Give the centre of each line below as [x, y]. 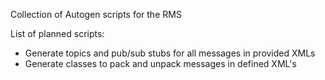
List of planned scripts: [57, 33]
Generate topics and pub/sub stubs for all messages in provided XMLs [170, 53]
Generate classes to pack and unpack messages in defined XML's [160, 63]
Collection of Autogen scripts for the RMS [96, 14]
